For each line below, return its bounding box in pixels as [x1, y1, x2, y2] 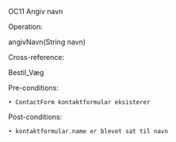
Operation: [8, 22, 44, 31]
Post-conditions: [8, 112, 63, 121]
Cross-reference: [8, 53, 65, 62]
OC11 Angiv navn [8, 7, 63, 16]
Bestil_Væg [8, 68, 44, 77]
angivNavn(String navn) [8, 37, 86, 47]
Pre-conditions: [8, 83, 59, 92]
